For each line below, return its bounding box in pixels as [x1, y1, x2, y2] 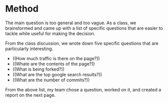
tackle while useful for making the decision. [5, 30, 96, 36]
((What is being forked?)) [12, 66, 65, 72]
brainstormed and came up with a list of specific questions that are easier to [5, 25, 163, 31]
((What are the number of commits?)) [12, 77, 90, 83]
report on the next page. [5, 92, 56, 98]
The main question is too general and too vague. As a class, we [5, 20, 137, 26]
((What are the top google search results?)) [12, 71, 102, 77]
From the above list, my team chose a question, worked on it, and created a [5, 86, 161, 92]
